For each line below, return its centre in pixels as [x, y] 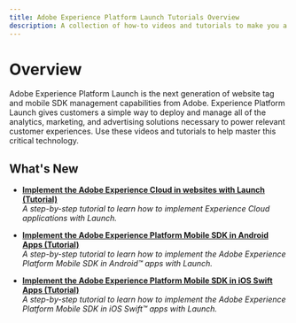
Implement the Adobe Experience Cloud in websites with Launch [144, 190]
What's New [44, 169]
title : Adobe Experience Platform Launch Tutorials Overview [125, 17]
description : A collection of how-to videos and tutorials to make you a [148, 26]
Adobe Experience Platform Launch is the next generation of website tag [142, 94]
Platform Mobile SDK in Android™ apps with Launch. [117, 264]
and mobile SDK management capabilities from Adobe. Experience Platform [147, 104]
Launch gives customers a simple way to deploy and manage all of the [138, 112]
